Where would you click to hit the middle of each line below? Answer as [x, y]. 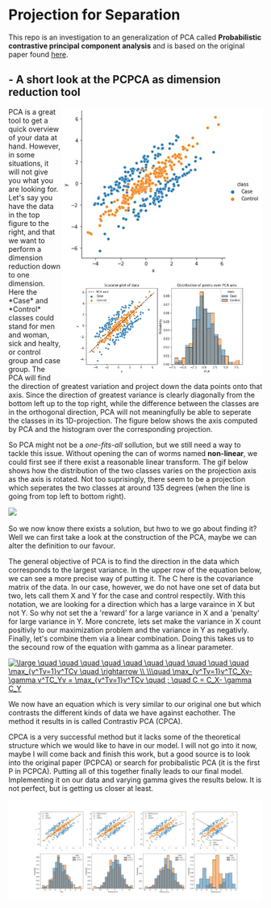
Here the [23, 291]
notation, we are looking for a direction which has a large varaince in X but [132, 604]
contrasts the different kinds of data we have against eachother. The [122, 713]
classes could [31, 317]
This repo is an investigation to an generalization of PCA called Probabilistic [135, 37]
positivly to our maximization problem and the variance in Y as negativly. [129, 630]
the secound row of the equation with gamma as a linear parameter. [121, 646]
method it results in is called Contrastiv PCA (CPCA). [96, 721]
